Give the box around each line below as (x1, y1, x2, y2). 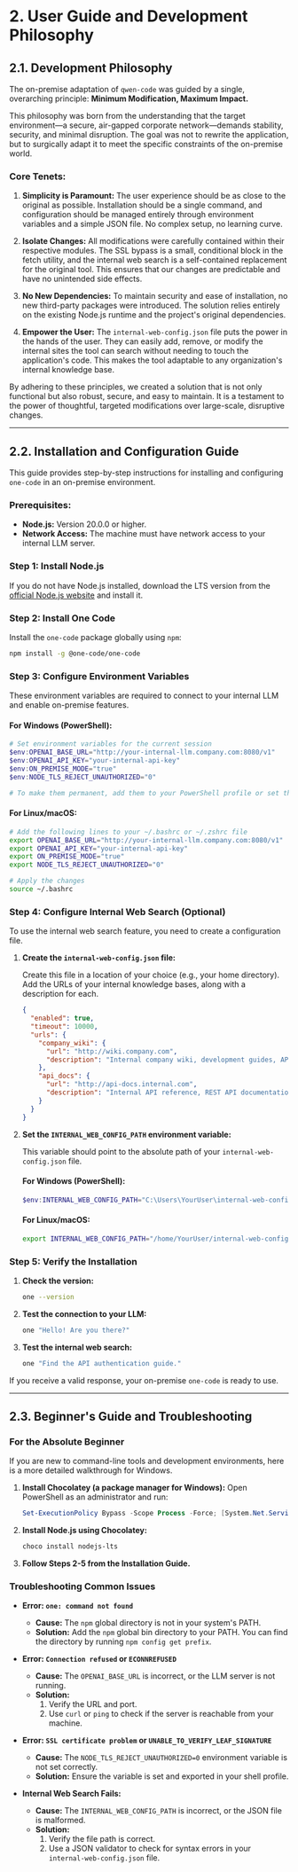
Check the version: (21, 1275, 95, 1286)
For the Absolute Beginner (9, 1435, 125, 1447)
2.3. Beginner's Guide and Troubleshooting (9, 1408, 253, 1424)
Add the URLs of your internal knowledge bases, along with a (21, 979, 247, 990)
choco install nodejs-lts (21, 1542, 118, 1551)
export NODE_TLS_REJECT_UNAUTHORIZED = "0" (9, 860, 165, 870)
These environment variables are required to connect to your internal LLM (9, 690, 279, 701)
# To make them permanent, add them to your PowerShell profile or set (9, 788, 279, 797)
